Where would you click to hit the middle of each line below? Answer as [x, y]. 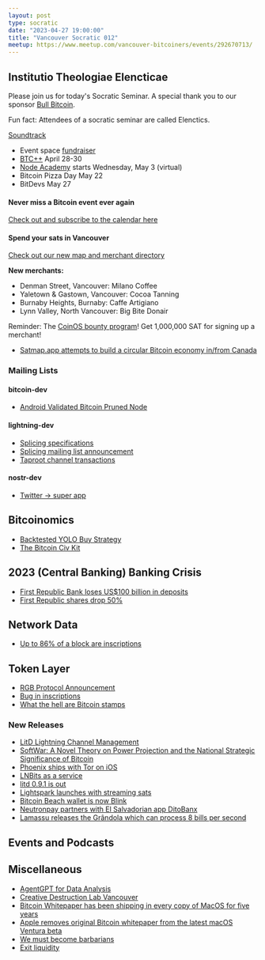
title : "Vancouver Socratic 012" [63, 38]
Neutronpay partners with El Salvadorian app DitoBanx [108, 809]
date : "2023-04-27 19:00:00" [56, 30]
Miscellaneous [45, 869]
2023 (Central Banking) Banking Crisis [105, 573]
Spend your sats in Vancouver [59, 237]
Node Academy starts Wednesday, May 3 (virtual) [101, 167]
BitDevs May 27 [45, 183]
